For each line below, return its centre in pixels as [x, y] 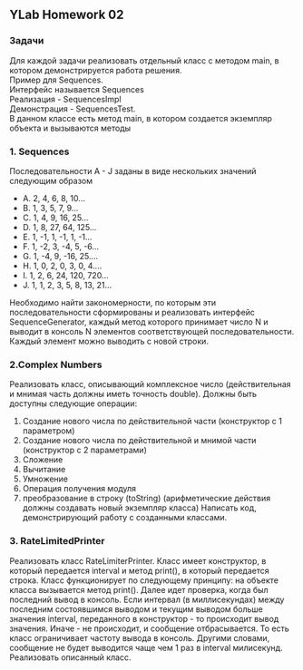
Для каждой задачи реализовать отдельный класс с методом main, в [144, 60]
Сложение [43, 460]
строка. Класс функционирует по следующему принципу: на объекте [144, 580]
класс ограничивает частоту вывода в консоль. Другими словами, [140, 637]
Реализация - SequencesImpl [65, 99]
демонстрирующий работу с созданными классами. [125, 518]
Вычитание [44, 470]
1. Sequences [39, 151]
